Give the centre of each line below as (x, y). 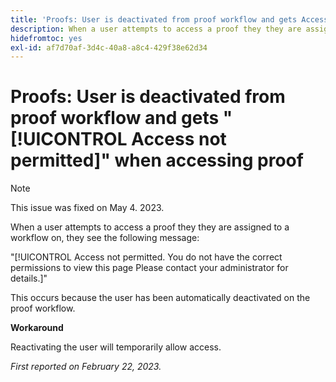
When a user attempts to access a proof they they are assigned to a (150, 227)
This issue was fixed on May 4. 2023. (87, 208)
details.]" (29, 278)
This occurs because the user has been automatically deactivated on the (160, 298)
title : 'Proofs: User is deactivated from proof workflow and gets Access (169, 19)
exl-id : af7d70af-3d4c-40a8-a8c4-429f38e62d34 (109, 47)
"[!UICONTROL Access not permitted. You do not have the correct (146, 257)
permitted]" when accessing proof (157, 160)
